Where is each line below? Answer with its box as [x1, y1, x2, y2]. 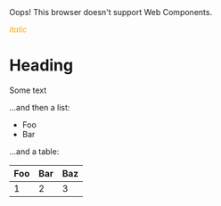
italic [9, 24, 28, 35]
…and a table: [9, 145, 60, 157]
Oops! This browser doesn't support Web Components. [9, 7, 212, 17]
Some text [9, 85, 47, 95]
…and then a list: [9, 102, 70, 112]
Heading [9, 55, 74, 76]
